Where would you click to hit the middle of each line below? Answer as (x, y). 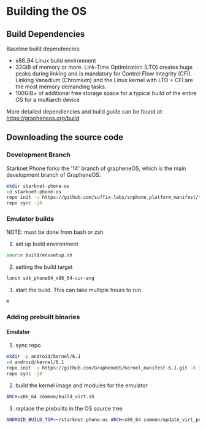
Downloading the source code (65, 137)
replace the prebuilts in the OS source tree (69, 408)
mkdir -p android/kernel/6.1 (44, 357)
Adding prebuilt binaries (43, 317)
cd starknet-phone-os (34, 191)
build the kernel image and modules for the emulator (82, 385)
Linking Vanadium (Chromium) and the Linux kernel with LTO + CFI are (104, 80)
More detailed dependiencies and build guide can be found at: (85, 111)
